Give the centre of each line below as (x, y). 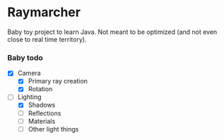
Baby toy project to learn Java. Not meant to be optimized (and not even (112, 32)
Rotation (40, 89)
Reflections (45, 113)
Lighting (29, 97)
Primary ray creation (58, 81)
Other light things (53, 129)
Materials (42, 121)
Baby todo (25, 57)
